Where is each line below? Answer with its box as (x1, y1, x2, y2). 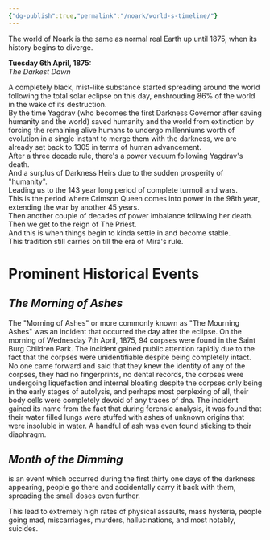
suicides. (8, 524, 39, 534)
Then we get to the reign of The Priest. (8, 219, 137, 229)
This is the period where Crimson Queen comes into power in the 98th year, (8, 193, 260, 203)
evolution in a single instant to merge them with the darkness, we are (8, 134, 237, 143)
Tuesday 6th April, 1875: (8, 58, 92, 68)
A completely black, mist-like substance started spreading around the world (8, 82, 260, 92)
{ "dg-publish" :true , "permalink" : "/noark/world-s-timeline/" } (8, 11, 218, 20)
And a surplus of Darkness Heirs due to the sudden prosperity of (8, 168, 224, 177)
